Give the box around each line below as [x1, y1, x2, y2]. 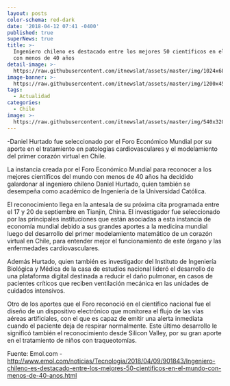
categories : [7, 99, 41, 106]
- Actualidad [13, 93, 51, 100]
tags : [7, 86, 23, 93]
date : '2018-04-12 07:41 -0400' [7, 23, 99, 29]
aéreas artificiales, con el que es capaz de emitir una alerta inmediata [7, 314, 203, 322]
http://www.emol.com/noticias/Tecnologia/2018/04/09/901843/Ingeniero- [7, 357, 216, 365]
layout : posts [7, 10, 48, 17]
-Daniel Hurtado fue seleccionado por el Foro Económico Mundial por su [7, 137, 212, 145]
